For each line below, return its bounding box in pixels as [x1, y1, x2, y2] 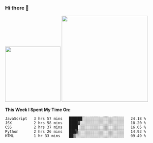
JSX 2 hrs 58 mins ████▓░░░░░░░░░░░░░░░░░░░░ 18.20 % [5, 120, 147, 126]
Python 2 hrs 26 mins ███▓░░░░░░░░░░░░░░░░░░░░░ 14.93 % [5, 129, 147, 134]
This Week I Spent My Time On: [5, 107, 71, 113]
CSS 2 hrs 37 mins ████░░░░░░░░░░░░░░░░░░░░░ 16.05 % [5, 125, 147, 130]
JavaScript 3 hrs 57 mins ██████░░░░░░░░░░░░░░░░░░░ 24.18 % [5, 116, 147, 121]
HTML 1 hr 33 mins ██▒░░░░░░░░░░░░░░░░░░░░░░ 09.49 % [5, 134, 147, 139]
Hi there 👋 [5, 4, 30, 11]
